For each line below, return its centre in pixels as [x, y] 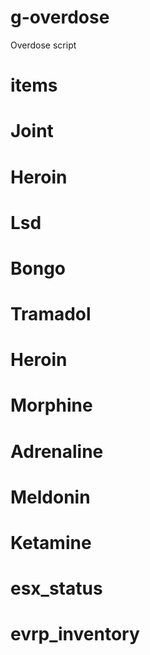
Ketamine [51, 543]
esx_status [56, 588]
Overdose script [43, 45]
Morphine [51, 405]
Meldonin [50, 497]
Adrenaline [57, 451]
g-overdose [60, 17]
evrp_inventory [75, 634]
